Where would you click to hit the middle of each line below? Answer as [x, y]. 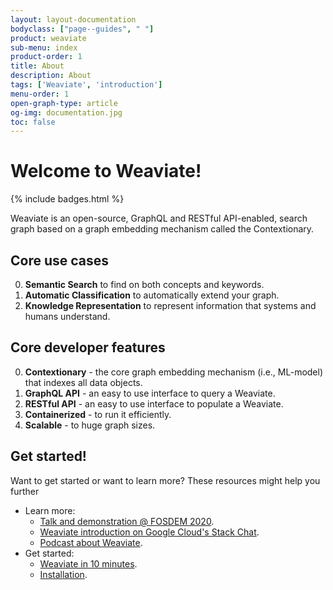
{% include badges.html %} [67, 199]
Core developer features [88, 347]
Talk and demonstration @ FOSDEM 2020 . [127, 521]
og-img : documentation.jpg [66, 112]
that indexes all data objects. [83, 382]
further [25, 491]
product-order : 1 [46, 57]
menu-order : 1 [40, 94]
